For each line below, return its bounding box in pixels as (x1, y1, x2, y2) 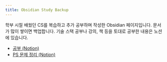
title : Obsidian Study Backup (5, 7, 69, 13)
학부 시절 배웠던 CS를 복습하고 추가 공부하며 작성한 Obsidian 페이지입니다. (5, 22, 152, 28)
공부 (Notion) (12, 45, 39, 51)
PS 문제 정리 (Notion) (12, 51, 55, 57)
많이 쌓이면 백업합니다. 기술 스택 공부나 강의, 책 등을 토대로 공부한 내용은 (10, 28, 153, 34)
